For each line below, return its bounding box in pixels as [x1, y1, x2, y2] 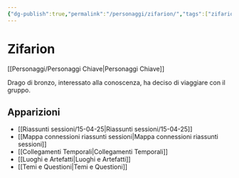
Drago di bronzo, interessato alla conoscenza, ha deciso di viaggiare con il [7, 78, 225, 87]
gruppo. [7, 86, 31, 94]
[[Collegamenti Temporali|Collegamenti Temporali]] [17, 148, 169, 156]
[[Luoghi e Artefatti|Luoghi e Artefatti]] [17, 155, 131, 164]
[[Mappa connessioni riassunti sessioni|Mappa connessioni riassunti [17, 133, 218, 141]
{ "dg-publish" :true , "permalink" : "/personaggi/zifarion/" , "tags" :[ [7, 10, 208, 18]
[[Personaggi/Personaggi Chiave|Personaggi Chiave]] [7, 65, 165, 73]
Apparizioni [7, 106, 60, 118]
